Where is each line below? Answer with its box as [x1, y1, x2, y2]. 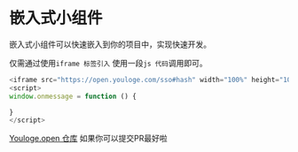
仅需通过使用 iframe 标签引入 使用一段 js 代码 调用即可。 [9, 57, 208, 68]
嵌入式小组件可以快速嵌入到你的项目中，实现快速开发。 [9, 39, 211, 49]
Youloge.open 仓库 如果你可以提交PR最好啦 [9, 133, 168, 144]
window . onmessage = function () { [9, 92, 137, 101]
